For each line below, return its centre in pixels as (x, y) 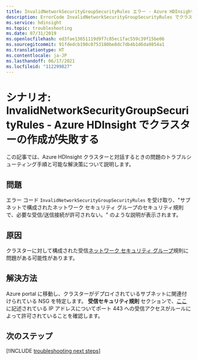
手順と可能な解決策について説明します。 (85, 164)
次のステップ (29, 336)
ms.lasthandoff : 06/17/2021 (41, 61)
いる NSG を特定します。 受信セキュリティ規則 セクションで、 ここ (107, 301)
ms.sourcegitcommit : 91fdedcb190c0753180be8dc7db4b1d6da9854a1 (85, 45)
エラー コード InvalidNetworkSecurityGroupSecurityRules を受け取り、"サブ (98, 200)
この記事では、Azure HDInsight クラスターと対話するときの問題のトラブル (96, 157)
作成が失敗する (63, 140)
